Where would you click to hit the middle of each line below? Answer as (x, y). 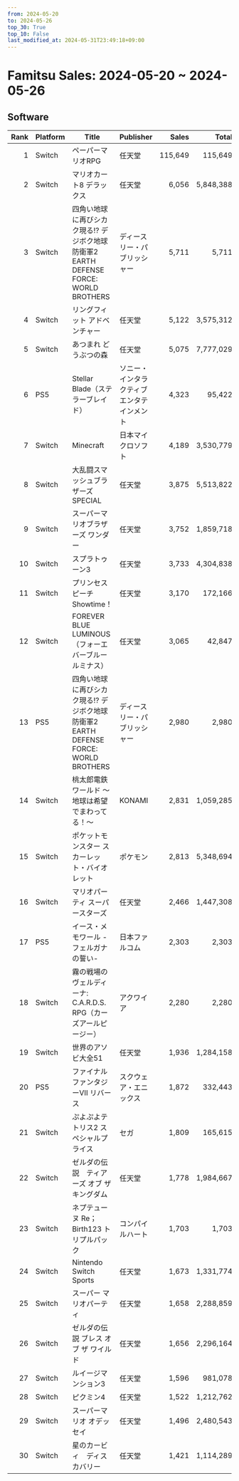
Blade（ (85, 389)
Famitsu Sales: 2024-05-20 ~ (97, 76)
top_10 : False (28, 34)
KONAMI (134, 800)
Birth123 (87, 1229)
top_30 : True (27, 27)
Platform (50, 137)
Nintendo (87, 1262)
